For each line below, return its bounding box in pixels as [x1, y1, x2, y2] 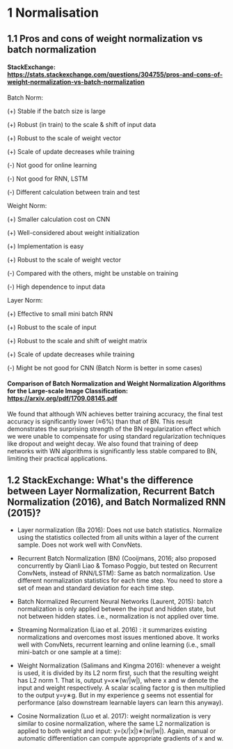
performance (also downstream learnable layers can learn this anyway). [17, 698, 224, 706]
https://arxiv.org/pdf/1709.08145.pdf [7, 394, 118, 402]
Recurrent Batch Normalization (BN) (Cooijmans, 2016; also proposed [17, 554, 217, 562]
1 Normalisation [7, 5, 99, 21]
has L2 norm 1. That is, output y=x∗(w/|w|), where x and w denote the [17, 676, 219, 684]
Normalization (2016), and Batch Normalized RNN [7, 497, 226, 508]
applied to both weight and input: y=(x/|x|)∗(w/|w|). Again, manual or [17, 727, 216, 735]
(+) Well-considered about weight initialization [7, 228, 140, 236]
